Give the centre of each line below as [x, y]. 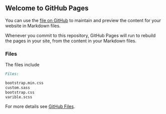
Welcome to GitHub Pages [47, 8]
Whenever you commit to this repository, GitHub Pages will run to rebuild [80, 35]
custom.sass [18, 87]
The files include [22, 65]
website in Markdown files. [33, 26]
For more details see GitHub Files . [40, 106]
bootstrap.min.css [24, 83]
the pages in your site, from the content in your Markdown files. [71, 41]
